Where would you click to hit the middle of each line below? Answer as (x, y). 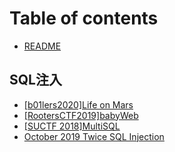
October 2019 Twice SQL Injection (94, 136)
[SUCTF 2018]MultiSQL (72, 126)
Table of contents (84, 18)
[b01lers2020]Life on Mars (78, 104)
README (42, 46)
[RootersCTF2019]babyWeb (81, 115)
